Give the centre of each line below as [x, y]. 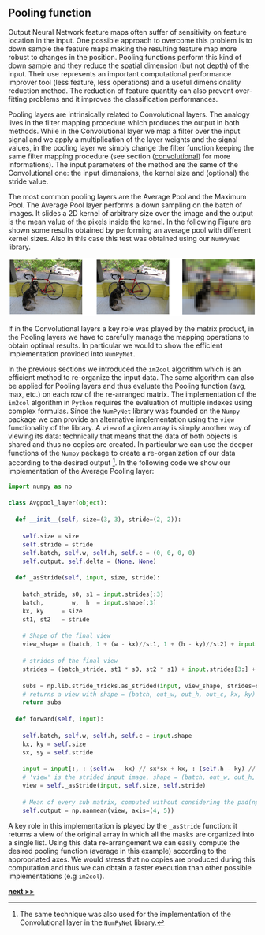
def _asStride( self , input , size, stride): [88, 578]
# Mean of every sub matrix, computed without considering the [129, 802]
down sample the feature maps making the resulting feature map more [123, 48]
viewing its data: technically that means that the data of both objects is [123, 436]
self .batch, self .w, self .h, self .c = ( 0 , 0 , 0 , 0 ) [109, 553]
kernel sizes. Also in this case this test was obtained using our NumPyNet [124, 238]
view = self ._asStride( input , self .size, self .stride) [114, 786]
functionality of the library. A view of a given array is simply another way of [129, 428]
